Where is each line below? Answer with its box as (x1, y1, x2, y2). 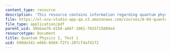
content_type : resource (5, 7, 56, 13)
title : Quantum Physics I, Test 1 (5, 36, 79, 41)
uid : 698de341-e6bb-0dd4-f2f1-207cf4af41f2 (5, 40, 99, 45)
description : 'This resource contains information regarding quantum (5, 12, 156, 17)
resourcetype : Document (5, 31, 56, 36)
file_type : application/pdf (5, 21, 65, 27)
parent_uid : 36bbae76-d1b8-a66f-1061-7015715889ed (5, 26, 115, 31)
